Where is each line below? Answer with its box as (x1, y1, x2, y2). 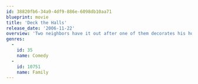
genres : (6, 36, 25, 42)
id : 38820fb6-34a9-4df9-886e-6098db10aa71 (6, 8, 112, 15)
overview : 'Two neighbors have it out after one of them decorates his (6, 31, 186, 37)
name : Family (16, 69, 49, 75)
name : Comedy (16, 53, 49, 59)
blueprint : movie (6, 14, 49, 20)
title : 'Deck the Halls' (6, 20, 67, 25)
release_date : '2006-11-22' (6, 25, 75, 31)
